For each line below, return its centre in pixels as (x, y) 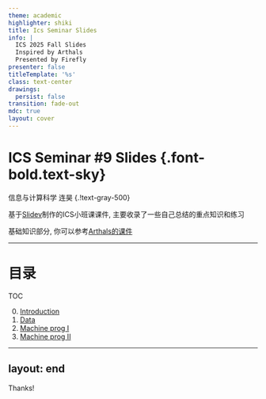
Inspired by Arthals (49, 52)
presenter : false (37, 67)
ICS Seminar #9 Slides (82, 158)
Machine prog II (45, 336)
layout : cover (32, 119)
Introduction (40, 311)
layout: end (37, 369)
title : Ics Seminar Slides (53, 30)
